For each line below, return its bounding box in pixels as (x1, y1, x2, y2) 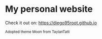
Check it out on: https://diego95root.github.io (5, 20, 97, 26)
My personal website (5, 3, 93, 15)
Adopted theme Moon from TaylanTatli (5, 29, 70, 34)
